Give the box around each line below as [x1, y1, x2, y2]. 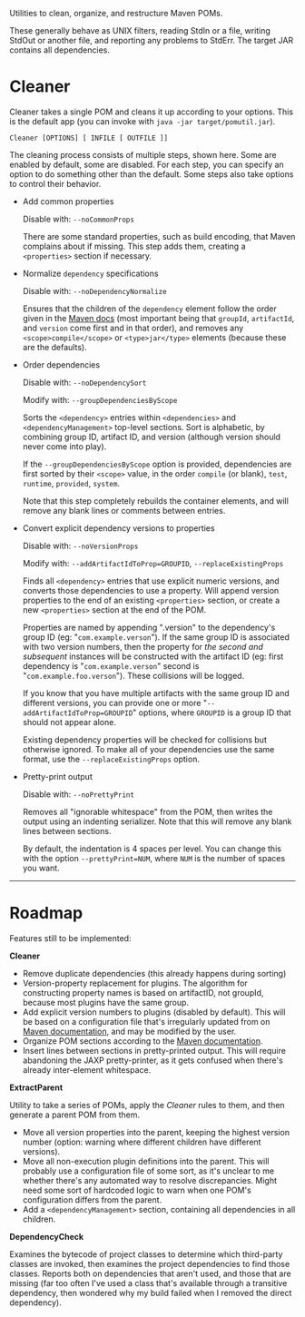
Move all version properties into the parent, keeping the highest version [22, 1126, 290, 1137]
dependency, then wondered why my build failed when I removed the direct [9, 1287, 292, 1298]
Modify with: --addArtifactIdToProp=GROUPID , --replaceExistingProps [22, 557, 284, 568]
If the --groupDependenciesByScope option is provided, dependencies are [22, 458, 292, 469]
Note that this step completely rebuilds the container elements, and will [22, 495, 289, 506]
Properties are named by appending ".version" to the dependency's [22, 622, 276, 633]
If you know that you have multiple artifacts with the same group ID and [22, 687, 290, 698]
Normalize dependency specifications [22, 268, 159, 279]
